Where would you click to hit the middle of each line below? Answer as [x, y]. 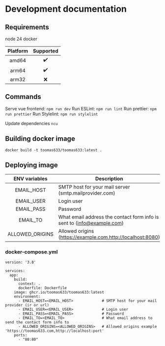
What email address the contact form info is [109, 217]
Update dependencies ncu [31, 123]
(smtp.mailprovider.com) [87, 193]
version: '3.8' [21, 262]
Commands [23, 97]
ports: [21, 335]
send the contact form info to [37, 322]
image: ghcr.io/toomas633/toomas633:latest [59, 292]
